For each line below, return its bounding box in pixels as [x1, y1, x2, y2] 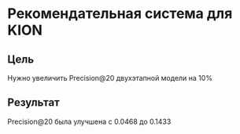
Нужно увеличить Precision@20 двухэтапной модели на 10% [7, 74, 213, 82]
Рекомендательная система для [7, 5, 233, 23]
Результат [7, 96, 61, 110]
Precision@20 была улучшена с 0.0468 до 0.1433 [7, 117, 172, 126]
